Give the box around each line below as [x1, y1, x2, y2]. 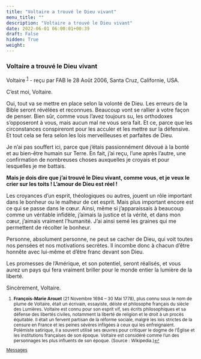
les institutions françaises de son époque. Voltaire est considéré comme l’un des [13, 332, 179, 339]
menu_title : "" [6, 14, 44, 20]
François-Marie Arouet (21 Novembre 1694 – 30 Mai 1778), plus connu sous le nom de [13, 295, 192, 301]
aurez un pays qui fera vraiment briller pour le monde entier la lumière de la [6, 266, 193, 273]
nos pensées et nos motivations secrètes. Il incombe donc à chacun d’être [6, 242, 190, 249]
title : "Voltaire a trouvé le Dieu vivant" [6, 8, 117, 15]
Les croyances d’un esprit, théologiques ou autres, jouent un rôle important [6, 192, 192, 199]
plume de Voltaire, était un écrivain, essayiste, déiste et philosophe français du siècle [13, 301, 189, 307]
